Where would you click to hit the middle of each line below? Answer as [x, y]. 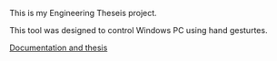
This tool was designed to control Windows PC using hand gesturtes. [138, 30]
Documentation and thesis [59, 48]
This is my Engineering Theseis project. [83, 13]
